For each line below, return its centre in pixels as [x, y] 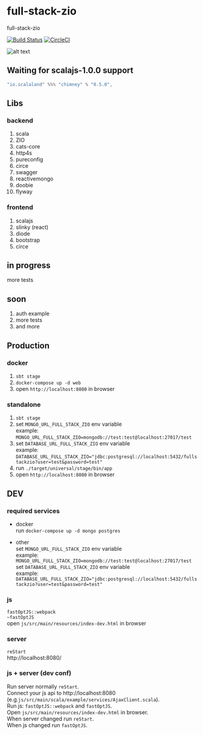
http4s [24, 153]
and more [27, 327]
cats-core [28, 147]
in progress [29, 265]
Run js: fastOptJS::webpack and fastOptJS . [60, 706]
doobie [24, 185]
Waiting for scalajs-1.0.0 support [70, 71]
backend [20, 121]
